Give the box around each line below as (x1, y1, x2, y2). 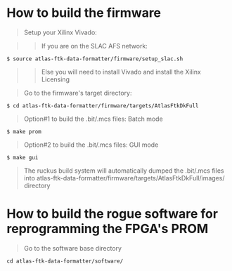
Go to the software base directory (23, 244, 122, 252)
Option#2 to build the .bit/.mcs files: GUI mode (23, 140, 159, 149)
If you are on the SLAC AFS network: (41, 41, 148, 50)
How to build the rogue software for (6, 206, 219, 222)
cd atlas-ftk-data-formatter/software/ (6, 258, 124, 265)
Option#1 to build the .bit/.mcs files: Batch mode (23, 114, 163, 123)
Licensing (41, 75, 70, 84)
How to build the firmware (6, 5, 162, 21)
